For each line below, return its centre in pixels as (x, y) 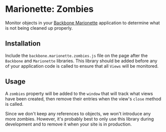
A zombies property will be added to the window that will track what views (79, 93)
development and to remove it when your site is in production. (69, 124)
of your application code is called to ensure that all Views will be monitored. (82, 66)
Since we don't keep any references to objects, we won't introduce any (78, 113)
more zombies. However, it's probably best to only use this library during (80, 119)
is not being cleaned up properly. (39, 28)
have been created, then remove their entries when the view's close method (83, 99)
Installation (23, 44)
